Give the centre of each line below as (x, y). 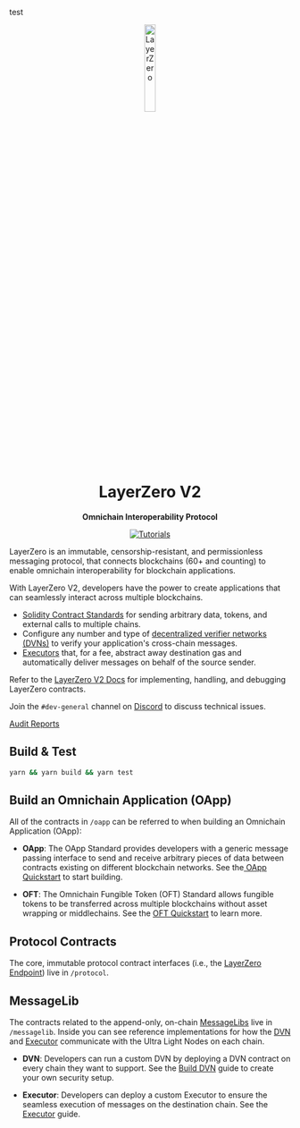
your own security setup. (68, 1078)
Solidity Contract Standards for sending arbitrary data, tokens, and (145, 615)
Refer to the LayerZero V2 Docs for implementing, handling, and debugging (148, 679)
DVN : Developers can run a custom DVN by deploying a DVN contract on (156, 1059)
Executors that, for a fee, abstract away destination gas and (132, 652)
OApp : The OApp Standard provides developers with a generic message (155, 849)
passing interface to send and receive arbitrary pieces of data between (153, 858)
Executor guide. (51, 1114)
